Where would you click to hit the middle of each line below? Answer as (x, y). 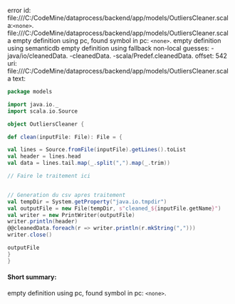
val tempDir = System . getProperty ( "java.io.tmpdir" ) (87, 202)
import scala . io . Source (43, 111)
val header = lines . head (44, 156)
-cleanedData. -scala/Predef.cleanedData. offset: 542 (148, 56)
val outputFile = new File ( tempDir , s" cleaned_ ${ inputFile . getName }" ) (114, 208)
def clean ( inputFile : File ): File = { (65, 137)
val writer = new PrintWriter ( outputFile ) (71, 215)
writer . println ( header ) (43, 222)
